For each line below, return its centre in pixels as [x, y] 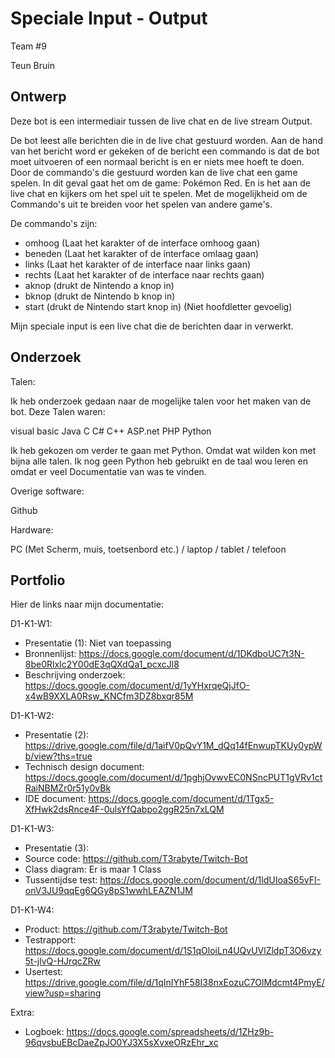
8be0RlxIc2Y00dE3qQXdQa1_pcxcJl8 [102, 664]
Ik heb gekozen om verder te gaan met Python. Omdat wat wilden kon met [163, 450]
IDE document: [55, 799]
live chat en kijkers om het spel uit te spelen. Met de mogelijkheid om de [159, 193]
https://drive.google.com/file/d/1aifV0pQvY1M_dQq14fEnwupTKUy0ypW [173, 746]
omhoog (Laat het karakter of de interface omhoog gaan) [142, 243]
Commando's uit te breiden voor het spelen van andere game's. [141, 204]
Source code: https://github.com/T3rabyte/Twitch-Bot [136, 859]
